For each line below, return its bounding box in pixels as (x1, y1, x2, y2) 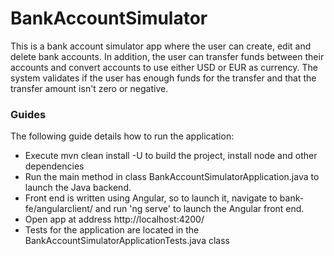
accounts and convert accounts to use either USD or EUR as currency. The (10, 61, 319, 73)
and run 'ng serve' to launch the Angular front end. (94, 203, 305, 215)
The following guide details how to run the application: (10, 130, 235, 142)
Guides (10, 107, 47, 121)
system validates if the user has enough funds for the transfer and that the (10, 72, 317, 84)
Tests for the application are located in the (24, 224, 200, 236)
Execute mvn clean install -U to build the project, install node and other (24, 150, 318, 162)
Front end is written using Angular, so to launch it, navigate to (24, 192, 278, 204)
